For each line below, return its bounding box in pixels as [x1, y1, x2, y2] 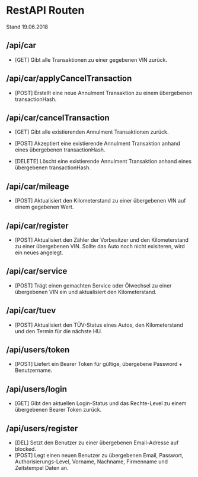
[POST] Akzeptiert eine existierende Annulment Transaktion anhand [14, 140, 181, 147]
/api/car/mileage [6, 181, 69, 191]
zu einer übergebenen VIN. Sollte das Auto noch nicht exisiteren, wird [14, 243, 185, 249]
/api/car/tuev [6, 305, 56, 315]
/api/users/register [6, 423, 78, 434]
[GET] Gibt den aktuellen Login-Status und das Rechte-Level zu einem [14, 400, 187, 407]
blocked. [14, 446, 37, 453]
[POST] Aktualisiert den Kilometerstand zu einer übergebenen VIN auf [14, 197, 186, 204]
